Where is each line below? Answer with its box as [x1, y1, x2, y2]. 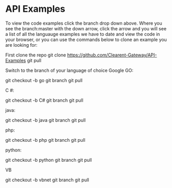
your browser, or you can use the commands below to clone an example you [5, 36, 167, 43]
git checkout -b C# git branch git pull [5, 97, 84, 103]
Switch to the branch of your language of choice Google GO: [5, 67, 133, 73]
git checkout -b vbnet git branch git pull [5, 177, 89, 183]
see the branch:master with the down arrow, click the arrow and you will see [5, 25, 167, 31]
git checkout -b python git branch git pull [5, 157, 92, 163]
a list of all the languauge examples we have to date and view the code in [5, 31, 160, 37]
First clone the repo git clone [5, 52, 66, 58]
